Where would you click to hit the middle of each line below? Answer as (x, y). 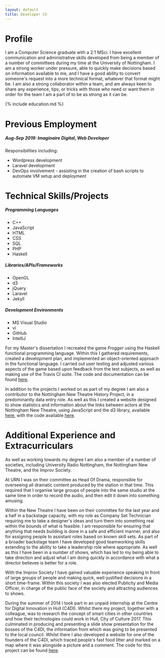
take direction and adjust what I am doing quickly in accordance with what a (82, 558)
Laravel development (33, 165)
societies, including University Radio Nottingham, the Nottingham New (76, 465)
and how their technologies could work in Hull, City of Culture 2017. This (78, 618)
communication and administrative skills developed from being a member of (82, 58)
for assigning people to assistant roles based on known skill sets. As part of (82, 536)
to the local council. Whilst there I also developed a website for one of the (80, 634)
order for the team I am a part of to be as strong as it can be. (66, 94)
